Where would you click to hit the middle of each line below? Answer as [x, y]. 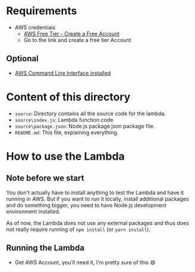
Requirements [42, 11]
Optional [22, 58]
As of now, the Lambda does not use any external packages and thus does [97, 223]
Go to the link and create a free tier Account [77, 40]
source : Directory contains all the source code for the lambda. [90, 113]
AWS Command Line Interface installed [63, 73]
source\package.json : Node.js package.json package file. [85, 126]
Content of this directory [68, 97]
